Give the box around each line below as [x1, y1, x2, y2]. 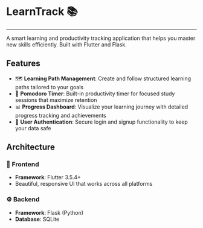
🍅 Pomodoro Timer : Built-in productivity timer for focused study [14, 90, 175, 97]
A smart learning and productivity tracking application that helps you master [6, 34, 196, 42]
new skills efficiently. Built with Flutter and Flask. [6, 40, 127, 48]
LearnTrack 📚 [6, 5, 79, 19]
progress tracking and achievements [14, 112, 107, 119]
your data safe [14, 124, 51, 131]
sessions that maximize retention [14, 96, 97, 103]
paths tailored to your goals [14, 83, 83, 90]
